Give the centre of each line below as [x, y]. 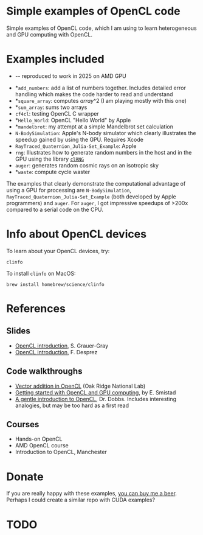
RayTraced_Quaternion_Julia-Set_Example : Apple [76, 146]
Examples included [55, 59]
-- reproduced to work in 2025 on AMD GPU [71, 76]
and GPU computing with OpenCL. [50, 34]
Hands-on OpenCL [39, 439]
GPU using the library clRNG [49, 159]
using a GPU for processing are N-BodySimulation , [69, 190]
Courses [23, 425]
